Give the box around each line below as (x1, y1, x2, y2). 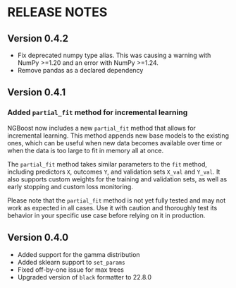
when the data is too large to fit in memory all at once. (7, 146, 164, 155)
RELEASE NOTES (7, 4, 108, 20)
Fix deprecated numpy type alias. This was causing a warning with (17, 51, 211, 59)
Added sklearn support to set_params (17, 258, 125, 266)
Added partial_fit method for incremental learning (7, 107, 188, 117)
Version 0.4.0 (7, 232, 69, 244)
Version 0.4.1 (7, 86, 66, 99)
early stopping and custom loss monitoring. (7, 182, 134, 191)
